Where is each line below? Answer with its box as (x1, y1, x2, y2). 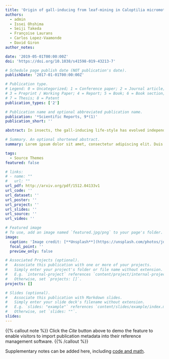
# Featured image (5, 225, 42, 230)
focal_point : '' (10, 244, 44, 249)
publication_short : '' (5, 119, 53, 124)
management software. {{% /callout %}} (5, 338, 89, 344)
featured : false (5, 160, 39, 165)
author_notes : (5, 45, 35, 50)
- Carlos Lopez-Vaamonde (10, 36, 62, 41)
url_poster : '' (5, 197, 37, 202)
